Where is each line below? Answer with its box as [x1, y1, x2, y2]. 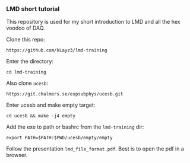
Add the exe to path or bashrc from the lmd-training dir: [6, 123, 144, 130]
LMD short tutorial [6, 5, 60, 13]
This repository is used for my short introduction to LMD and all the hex [6, 18, 180, 25]
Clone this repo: [6, 36, 46, 43]
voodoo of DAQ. [6, 24, 46, 31]
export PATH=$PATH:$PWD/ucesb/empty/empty [6, 135, 113, 141]
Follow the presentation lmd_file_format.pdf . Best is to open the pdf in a [6, 145, 184, 152]
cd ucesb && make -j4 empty [6, 113, 76, 119]
